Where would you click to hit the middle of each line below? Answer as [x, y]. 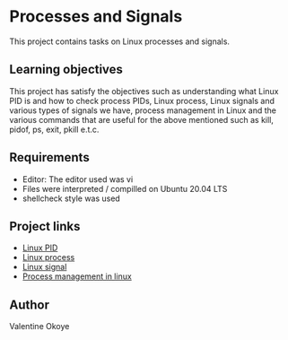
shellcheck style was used [71, 198]
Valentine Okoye [39, 327]
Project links [45, 226]
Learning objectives [66, 70]
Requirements [49, 157]
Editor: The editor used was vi [78, 179]
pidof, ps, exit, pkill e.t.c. [54, 129]
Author [29, 305]
